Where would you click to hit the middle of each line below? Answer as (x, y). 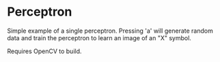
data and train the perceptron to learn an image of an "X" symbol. (99, 37)
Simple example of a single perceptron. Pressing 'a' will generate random (110, 31)
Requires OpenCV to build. (44, 51)
